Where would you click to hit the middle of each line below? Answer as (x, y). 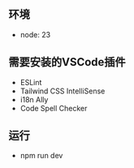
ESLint (31, 82)
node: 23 (35, 34)
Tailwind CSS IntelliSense (63, 91)
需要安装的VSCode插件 (67, 62)
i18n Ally (34, 99)
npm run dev (41, 156)
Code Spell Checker (54, 108)
